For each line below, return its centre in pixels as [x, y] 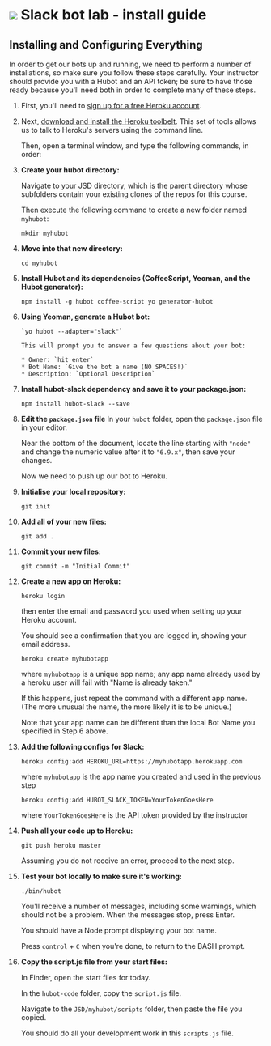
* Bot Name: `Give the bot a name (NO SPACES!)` [104, 367]
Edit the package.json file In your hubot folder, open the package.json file [142, 419]
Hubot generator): [52, 287]
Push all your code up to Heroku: [77, 831]
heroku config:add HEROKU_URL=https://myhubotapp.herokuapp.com [131, 762]
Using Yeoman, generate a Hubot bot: [85, 317]
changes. [36, 460]
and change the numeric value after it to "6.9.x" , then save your [128, 452]
